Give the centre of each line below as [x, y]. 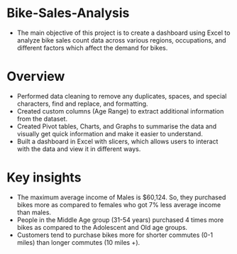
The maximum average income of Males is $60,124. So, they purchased [121, 197]
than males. [34, 212]
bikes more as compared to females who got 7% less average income [119, 204]
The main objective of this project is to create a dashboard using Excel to [123, 33]
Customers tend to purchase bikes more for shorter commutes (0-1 [115, 235]
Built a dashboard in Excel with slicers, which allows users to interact [117, 141]
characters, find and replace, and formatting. [82, 104]
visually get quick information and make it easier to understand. [110, 133]
